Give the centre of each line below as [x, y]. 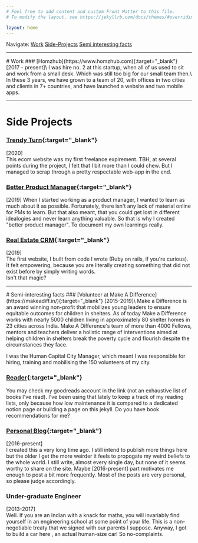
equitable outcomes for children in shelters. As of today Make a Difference [96, 314]
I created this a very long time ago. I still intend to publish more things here [97, 450]
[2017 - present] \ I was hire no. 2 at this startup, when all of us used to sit [95, 68]
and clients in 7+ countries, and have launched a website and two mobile [95, 86]
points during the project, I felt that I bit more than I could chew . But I [89, 165]
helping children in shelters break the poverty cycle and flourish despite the [98, 338]
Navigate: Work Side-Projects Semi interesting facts [69, 44]
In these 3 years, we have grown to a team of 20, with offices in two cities [96, 80]
